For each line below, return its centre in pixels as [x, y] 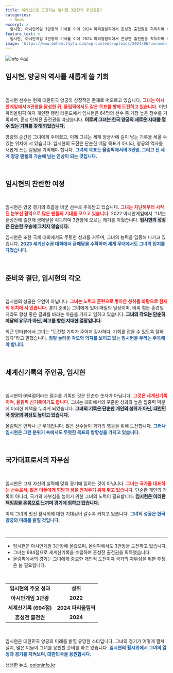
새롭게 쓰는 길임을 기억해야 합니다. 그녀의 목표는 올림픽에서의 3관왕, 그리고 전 [82, 149]
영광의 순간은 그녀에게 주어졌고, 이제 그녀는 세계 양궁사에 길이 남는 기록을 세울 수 [86, 136]
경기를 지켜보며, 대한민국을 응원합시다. [53, 654]
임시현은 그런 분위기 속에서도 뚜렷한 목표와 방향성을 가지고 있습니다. [73, 432]
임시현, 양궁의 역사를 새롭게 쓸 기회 [57, 77]
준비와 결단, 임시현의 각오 [43, 278]
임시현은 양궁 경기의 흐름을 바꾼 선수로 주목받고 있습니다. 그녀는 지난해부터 [80, 207]
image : [12, 44]
